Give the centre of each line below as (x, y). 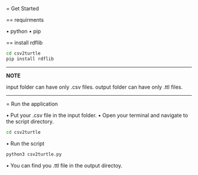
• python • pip (24, 31)
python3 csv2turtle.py (34, 154)
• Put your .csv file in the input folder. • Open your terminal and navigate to (97, 115)
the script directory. (30, 121)
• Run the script (25, 143)
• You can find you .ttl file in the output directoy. (64, 165)
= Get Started (23, 9)
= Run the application (32, 104)
